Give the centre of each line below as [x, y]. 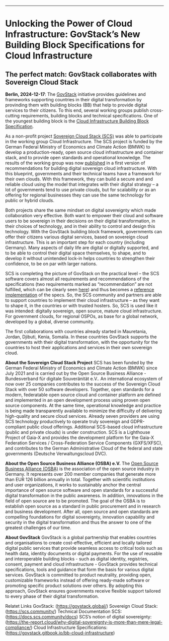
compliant [16, 427]
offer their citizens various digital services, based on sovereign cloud [77, 237]
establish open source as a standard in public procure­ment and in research [83, 506]
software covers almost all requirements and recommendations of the [77, 279]
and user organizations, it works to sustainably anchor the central [73, 485]
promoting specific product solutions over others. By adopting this [74, 586]
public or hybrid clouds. [30, 200]
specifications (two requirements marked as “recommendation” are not [79, 284]
